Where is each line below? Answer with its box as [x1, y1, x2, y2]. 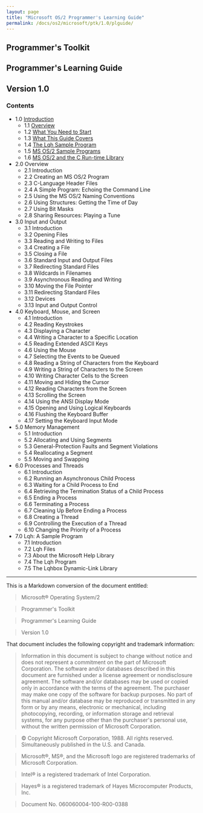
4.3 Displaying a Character [24, 327, 91, 334]
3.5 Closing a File [24, 250, 68, 257]
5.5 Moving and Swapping [24, 455, 89, 463]
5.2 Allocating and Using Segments [24, 436, 112, 443]
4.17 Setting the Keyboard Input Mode [24, 417, 118, 424]
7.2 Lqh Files [24, 545, 56, 553]
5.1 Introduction [24, 429, 62, 437]
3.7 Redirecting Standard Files [24, 263, 99, 270]
